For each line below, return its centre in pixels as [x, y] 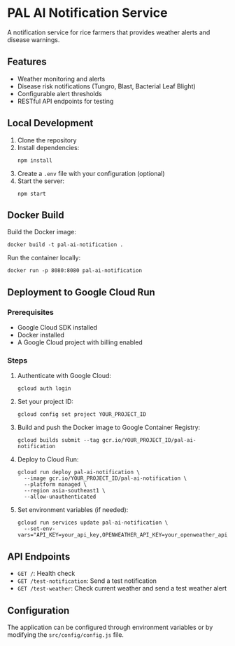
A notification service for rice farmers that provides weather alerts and [109, 32]
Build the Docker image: [42, 232]
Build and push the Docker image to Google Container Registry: [109, 428]
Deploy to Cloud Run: [48, 459]
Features [27, 62]
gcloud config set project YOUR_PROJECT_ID [82, 415]
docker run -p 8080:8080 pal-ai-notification [74, 271]
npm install [35, 160]
